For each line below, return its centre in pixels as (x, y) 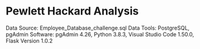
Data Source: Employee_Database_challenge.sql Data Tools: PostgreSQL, (98, 28)
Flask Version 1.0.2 (29, 41)
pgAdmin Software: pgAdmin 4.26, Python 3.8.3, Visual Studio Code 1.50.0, (100, 34)
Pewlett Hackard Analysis (72, 11)
